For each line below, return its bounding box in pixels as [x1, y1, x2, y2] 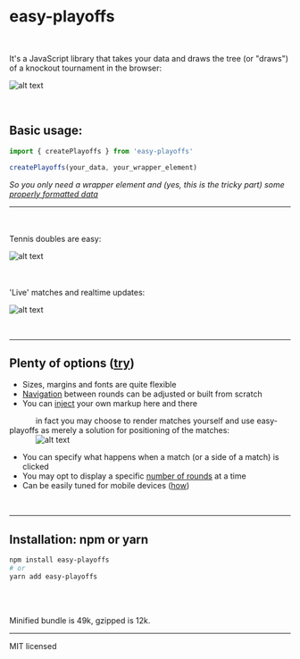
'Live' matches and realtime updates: [9, 287, 146, 297]
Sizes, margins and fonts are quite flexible [21, 380, 177, 390]
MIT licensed [9, 640, 57, 651]
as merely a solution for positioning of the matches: [40, 425, 230, 436]
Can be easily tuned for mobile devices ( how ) [21, 480, 190, 491]
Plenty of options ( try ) [9, 355, 136, 371]
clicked [21, 462, 49, 472]
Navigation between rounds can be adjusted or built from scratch [21, 388, 262, 399]
